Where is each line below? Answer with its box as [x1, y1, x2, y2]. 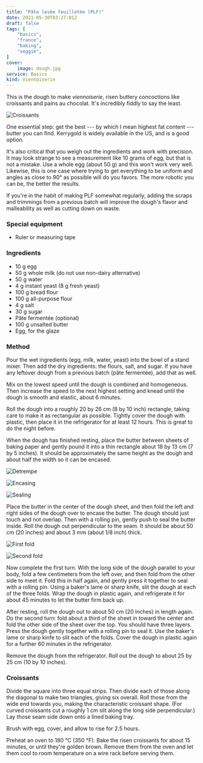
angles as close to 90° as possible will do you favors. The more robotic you [6, 174, 194, 181]
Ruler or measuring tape [15, 234, 76, 241]
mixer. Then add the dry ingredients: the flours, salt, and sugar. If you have [6, 362, 193, 370]
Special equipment [6, 220, 63, 228]
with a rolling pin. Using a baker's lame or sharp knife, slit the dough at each [6, 583, 196, 591]
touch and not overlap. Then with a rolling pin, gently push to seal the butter [6, 516, 196, 523]
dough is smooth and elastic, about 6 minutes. [6, 394, 122, 401]
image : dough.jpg [17, 65, 61, 72]
